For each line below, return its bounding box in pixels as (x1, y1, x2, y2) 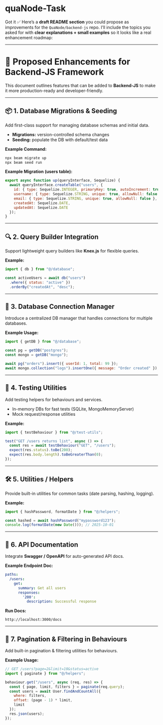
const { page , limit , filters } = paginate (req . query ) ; (9, 684, 125, 689)
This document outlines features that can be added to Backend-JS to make (5, 82, 156, 88)
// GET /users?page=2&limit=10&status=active (5, 667, 98, 672)
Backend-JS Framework (5, 66, 104, 78)
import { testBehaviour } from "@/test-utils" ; (5, 430, 103, 435)
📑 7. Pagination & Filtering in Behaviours (5, 635, 128, 643)
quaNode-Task (5, 3, 66, 14)
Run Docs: (5, 608, 27, 614)
